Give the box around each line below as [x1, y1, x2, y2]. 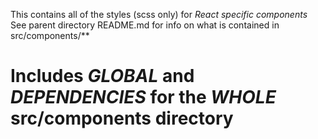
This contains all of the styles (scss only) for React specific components [10, 9, 308, 20]
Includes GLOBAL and [10, 65, 195, 88]
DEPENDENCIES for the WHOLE [10, 86, 277, 109]
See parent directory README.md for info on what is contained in [10, 19, 280, 31]
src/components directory [10, 107, 234, 130]
